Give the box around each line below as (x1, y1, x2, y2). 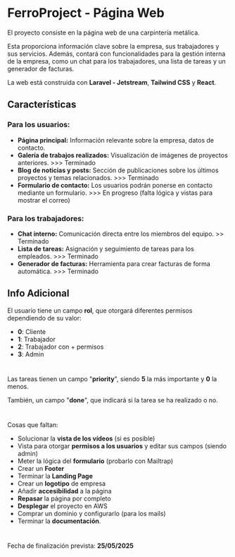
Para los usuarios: (7, 120, 70, 130)
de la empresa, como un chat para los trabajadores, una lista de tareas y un (7, 56, 227, 65)
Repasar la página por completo (17, 494, 111, 503)
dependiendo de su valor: (7, 313, 82, 322)
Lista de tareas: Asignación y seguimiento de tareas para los (17, 244, 195, 253)
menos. (7, 382, 30, 390)
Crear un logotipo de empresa (17, 479, 106, 488)
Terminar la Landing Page (17, 472, 94, 481)
